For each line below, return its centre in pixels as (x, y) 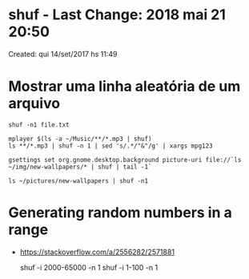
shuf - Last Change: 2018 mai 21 (117, 15)
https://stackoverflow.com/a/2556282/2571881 (97, 252)
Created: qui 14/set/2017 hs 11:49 (63, 54)
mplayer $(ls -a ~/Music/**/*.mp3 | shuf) (80, 139)
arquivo (34, 104)
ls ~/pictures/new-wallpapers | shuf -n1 (78, 181)
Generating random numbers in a (120, 213)
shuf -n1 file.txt (39, 125)
